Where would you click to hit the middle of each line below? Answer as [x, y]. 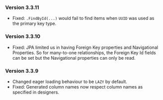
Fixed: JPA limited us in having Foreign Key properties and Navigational [85, 47]
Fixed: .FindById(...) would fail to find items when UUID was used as [83, 18]
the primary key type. [34, 23]
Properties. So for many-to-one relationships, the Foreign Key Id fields [84, 52]
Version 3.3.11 [22, 7]
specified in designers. [36, 92]
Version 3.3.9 [22, 71]
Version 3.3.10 [23, 36]
